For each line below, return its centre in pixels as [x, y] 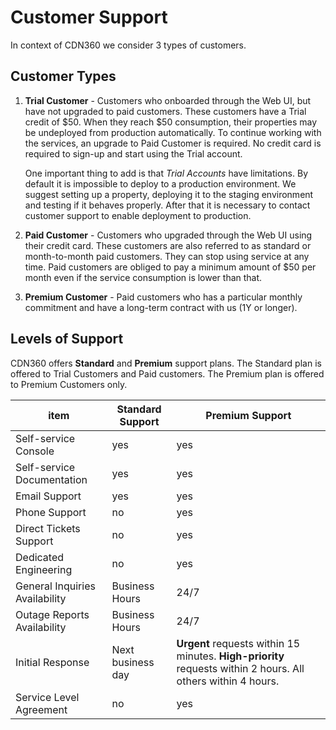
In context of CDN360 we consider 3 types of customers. [128, 45]
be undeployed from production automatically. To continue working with [173, 132]
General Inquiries [55, 586]
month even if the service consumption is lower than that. [143, 277]
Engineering [44, 569]
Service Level [47, 697]
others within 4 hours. [228, 681]
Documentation [51, 479]
